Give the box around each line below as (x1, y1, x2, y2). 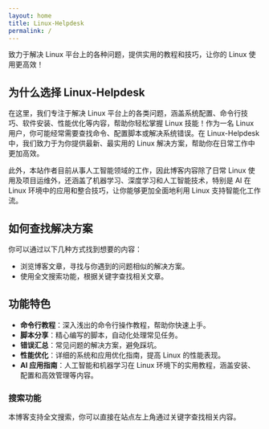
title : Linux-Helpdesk (8, 19, 84, 27)
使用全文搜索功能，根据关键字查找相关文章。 (19, 272, 169, 281)
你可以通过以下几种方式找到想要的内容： (8, 244, 142, 254)
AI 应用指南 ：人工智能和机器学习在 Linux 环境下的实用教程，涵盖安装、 (19, 360, 255, 370)
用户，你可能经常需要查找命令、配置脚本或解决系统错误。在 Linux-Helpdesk (8, 129, 259, 138)
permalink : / (8, 27, 52, 35)
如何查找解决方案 (8, 222, 93, 235)
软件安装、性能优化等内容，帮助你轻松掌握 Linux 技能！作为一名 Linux (22, 118, 255, 129)
